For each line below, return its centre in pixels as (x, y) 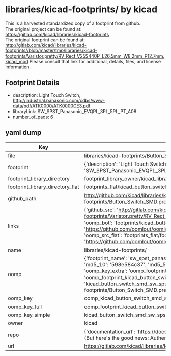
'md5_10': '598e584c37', (115, 264)
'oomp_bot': (98, 223)
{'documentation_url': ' (111, 331)
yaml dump (23, 133)
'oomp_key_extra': (106, 271)
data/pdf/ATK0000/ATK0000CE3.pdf (51, 106)
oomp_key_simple (29, 315)
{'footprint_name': (105, 258)
